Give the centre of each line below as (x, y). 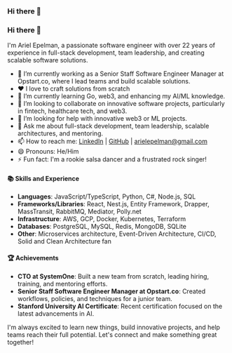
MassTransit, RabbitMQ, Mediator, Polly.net (79, 212)
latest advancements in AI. (56, 313)
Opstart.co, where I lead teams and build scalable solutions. (104, 81)
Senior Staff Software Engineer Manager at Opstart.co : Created (111, 291)
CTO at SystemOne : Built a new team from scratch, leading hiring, (113, 276)
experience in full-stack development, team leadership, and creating (106, 53)
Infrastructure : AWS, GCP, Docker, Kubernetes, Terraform (102, 219)
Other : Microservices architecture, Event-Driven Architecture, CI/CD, (117, 234)
